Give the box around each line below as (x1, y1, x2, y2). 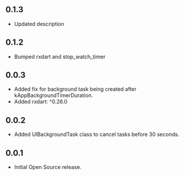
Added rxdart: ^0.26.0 (14, 98, 67, 105)
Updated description (14, 20, 64, 27)
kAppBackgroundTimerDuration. (14, 92, 93, 99)
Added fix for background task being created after (14, 85, 137, 93)
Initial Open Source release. (14, 164, 82, 171)
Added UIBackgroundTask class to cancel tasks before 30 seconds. (14, 131, 180, 138)
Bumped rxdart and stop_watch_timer (14, 53, 106, 60)
